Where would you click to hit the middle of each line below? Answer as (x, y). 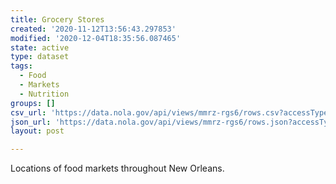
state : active (40, 47)
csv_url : (28, 112)
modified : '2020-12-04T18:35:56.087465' (96, 38)
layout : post (37, 131)
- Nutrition (44, 94)
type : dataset (40, 57)
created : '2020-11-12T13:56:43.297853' (93, 29)
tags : (21, 66)
